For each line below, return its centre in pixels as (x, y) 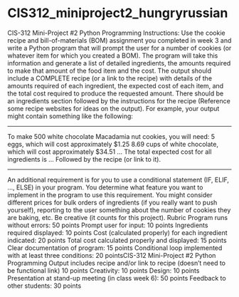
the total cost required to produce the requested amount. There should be (116, 93)
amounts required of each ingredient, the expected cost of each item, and (116, 85)
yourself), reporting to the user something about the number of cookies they (119, 210)
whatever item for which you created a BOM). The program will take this (113, 56)
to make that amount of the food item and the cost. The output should (110, 71)
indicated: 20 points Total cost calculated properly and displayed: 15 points (117, 240)
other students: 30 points (44, 286)
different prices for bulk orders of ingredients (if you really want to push (112, 202)
